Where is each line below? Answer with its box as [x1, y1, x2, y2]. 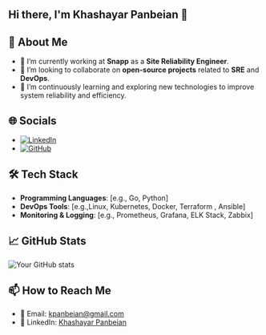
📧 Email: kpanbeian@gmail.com [19, 309, 124, 319]
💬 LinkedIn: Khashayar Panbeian [19, 317, 127, 327]
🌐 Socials [8, 114, 58, 127]
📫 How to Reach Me [8, 284, 111, 297]
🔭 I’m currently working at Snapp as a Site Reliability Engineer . [19, 57, 230, 67]
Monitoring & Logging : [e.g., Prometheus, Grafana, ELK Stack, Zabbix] [19, 210, 254, 220]
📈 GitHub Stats [8, 234, 87, 248]
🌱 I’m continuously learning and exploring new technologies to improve [19, 82, 255, 92]
